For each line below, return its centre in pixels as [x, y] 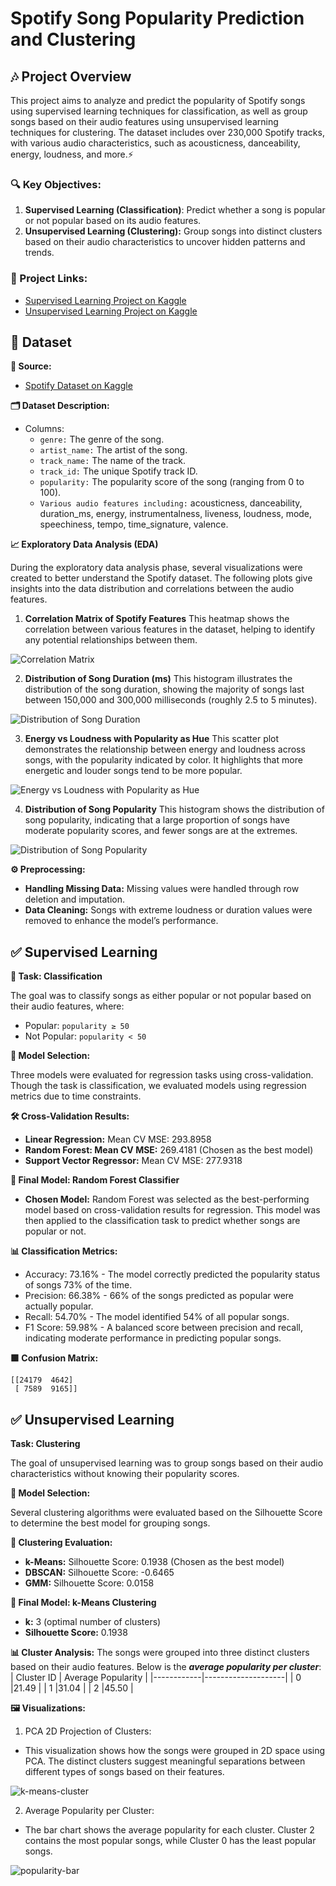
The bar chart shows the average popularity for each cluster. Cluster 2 [169, 1830]
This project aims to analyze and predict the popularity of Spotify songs [158, 100]
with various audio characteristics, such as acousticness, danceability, [155, 143]
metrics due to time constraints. [76, 1096]
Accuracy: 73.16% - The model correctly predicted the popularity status [172, 1274]
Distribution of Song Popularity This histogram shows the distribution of [174, 809]
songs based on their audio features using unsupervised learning [144, 121]
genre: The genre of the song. [102, 439]
